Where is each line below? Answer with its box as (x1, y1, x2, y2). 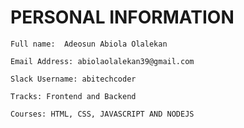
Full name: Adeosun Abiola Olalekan (10, 39, 168, 49)
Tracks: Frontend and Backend (10, 91, 137, 101)
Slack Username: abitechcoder (10, 74, 137, 84)
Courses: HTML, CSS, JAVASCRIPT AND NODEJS (10, 109, 195, 119)
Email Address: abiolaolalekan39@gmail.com (10, 56, 195, 66)
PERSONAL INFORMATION (10, 6, 235, 29)
